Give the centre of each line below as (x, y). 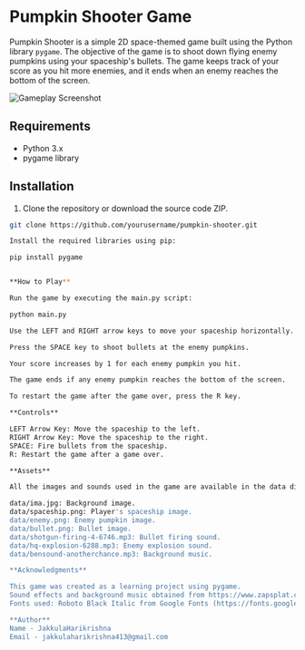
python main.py (38, 315)
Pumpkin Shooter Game (101, 17)
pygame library (51, 158)
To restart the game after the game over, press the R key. (126, 396)
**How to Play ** (40, 282)
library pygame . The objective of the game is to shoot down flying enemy (143, 51)
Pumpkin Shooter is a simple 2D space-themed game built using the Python (151, 42)
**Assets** (30, 471)
